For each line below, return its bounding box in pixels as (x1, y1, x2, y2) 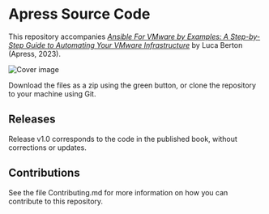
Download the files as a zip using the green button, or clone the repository (8, 80, 257, 90)
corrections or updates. (8, 143, 87, 152)
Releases (8, 113, 56, 126)
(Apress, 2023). (8, 49, 61, 58)
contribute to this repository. (8, 196, 104, 206)
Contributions (8, 166, 80, 180)
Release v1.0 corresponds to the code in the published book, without (8, 134, 237, 143)
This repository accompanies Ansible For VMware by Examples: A (8, 32, 229, 41)
